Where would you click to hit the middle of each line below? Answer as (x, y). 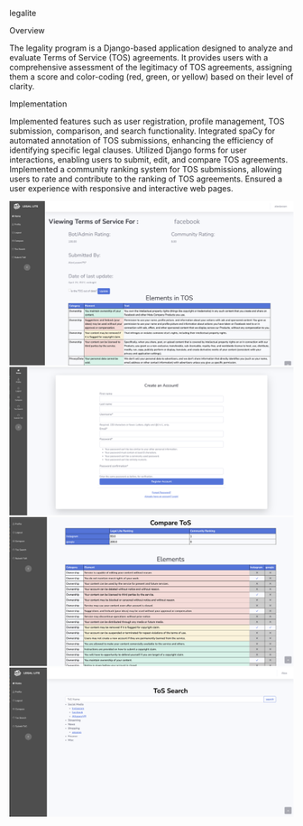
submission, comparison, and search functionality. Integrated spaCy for (142, 131)
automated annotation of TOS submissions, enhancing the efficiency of (142, 140)
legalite (23, 13)
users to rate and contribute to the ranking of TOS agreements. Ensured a (146, 179)
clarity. (22, 86)
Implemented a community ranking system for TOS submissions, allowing (146, 169)
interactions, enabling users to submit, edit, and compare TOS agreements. (149, 160)
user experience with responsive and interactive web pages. (121, 188)
